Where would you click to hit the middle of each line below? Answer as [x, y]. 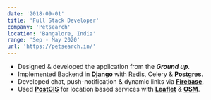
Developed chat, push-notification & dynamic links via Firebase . [111, 81]
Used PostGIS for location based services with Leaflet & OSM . [109, 89]
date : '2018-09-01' [36, 14]
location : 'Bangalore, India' [52, 33]
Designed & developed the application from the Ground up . [104, 67]
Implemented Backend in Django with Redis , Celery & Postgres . [110, 74]
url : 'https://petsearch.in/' [52, 46]
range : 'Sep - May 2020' [44, 40]
